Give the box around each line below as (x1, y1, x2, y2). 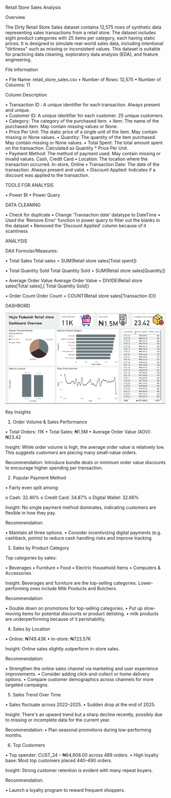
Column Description (5, 92, 47, 98)
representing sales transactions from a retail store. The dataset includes (5, 30, 156, 35)
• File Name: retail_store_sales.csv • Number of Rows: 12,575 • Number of (5, 77, 161, 82)
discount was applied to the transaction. (5, 172, 90, 178)
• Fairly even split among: (5, 485, 60, 491)
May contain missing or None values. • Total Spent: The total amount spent (5, 140, 163, 146)
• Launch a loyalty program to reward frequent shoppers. (5, 787, 126, 793)
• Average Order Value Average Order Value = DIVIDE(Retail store (5, 278, 142, 283)
